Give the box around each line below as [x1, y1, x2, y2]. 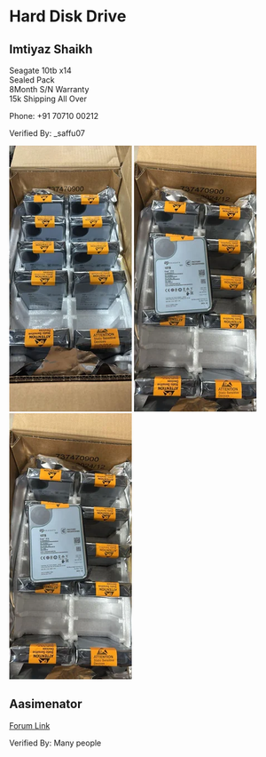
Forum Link [9, 720, 51, 730]
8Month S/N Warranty [9, 84, 90, 94]
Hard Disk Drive [9, 6, 127, 27]
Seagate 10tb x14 [9, 65, 73, 76]
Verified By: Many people [9, 737, 102, 748]
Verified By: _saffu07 [9, 128, 86, 139]
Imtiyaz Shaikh [9, 42, 93, 57]
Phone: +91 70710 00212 [9, 111, 99, 121]
